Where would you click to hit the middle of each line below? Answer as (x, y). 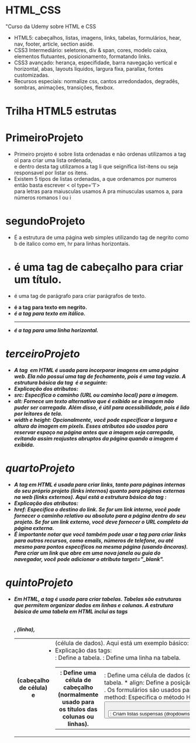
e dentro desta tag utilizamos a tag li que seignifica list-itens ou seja (96, 167)
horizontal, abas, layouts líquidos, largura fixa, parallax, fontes (89, 68)
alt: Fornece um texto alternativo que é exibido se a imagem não (94, 401)
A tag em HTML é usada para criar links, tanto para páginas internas (99, 484)
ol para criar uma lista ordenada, (53, 160)
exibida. (24, 445)
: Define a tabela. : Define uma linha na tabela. (118, 658)
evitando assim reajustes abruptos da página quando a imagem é (96, 438)
